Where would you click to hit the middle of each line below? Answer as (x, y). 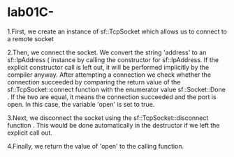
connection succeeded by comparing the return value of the (94, 82)
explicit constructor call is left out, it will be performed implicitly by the (108, 67)
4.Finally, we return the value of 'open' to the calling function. (96, 146)
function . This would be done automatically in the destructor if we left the (114, 125)
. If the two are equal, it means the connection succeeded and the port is (112, 97)
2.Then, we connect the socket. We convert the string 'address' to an (107, 52)
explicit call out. (30, 133)
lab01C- (31, 12)
